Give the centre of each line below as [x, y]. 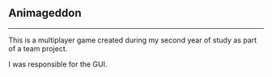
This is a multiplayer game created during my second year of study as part [133, 40]
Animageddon [45, 13]
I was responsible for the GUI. [58, 64]
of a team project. [38, 48]
